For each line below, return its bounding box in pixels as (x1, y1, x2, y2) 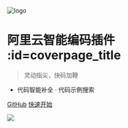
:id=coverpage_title (7, 48, 121, 63)
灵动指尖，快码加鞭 (23, 71, 79, 79)
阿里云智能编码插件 (7, 33, 116, 48)
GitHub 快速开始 (7, 100, 53, 108)
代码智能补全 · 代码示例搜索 (16, 86, 94, 94)
